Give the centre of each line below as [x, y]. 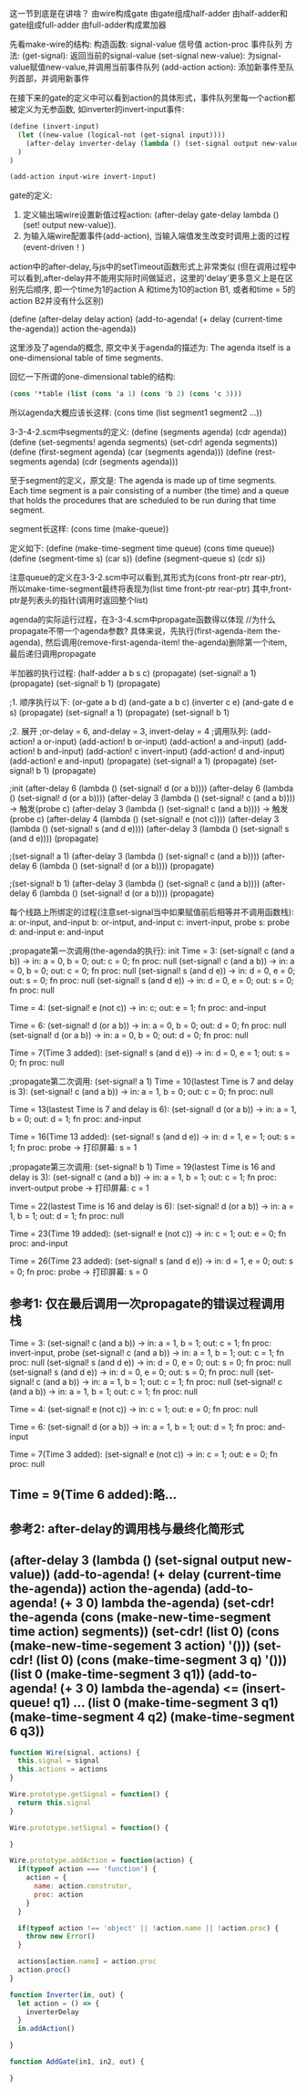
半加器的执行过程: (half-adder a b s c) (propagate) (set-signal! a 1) [133, 673]
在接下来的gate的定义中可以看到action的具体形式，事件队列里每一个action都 [153, 98]
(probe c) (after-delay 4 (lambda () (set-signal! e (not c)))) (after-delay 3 [144, 819]
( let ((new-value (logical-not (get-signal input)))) [122, 135]
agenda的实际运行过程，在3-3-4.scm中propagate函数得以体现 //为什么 [143, 619]
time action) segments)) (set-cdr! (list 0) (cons [144, 1632]
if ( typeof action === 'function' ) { [87, 1869]
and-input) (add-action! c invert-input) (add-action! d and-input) [164, 752]
